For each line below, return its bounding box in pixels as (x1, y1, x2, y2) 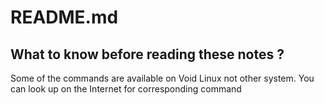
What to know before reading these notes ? (10, 46, 285, 63)
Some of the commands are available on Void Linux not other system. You (10, 72, 315, 84)
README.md (10, 6, 119, 29)
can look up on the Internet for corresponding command (10, 83, 242, 95)
